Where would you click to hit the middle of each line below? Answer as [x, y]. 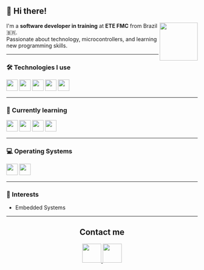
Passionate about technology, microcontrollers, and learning [82, 39]
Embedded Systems [40, 208]
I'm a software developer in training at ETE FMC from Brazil [82, 25]
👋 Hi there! [27, 11]
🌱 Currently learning [37, 110]
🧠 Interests [23, 194]
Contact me [102, 232]
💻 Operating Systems [39, 151]
